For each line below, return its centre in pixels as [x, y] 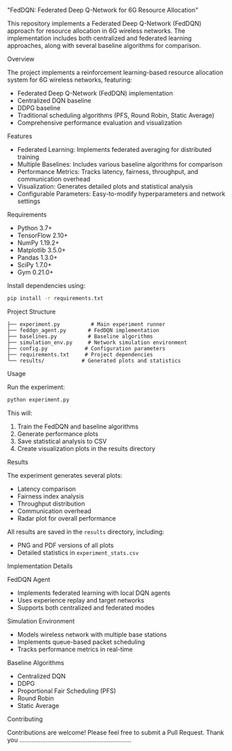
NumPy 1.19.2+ [38, 243]
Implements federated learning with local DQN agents [94, 593]
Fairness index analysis [51, 496]
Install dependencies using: [46, 286]
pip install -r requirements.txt [55, 298]
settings [29, 201]
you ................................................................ [69, 740]
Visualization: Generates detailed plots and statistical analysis [105, 186]
